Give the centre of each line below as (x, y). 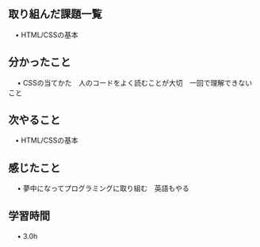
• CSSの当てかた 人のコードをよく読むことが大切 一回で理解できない (134, 82)
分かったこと (40, 62)
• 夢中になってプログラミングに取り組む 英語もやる (103, 188)
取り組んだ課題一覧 (55, 14)
